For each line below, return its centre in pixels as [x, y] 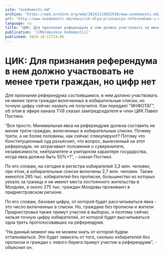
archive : [14, 14]
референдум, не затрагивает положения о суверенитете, [65, 146]
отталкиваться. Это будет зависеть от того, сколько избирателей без [78, 237]
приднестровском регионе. [34, 192]
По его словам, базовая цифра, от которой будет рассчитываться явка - [81, 201]
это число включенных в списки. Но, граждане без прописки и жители [79, 207]
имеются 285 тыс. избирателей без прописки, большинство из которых [80, 176]
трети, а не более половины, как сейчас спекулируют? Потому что [75, 136]
